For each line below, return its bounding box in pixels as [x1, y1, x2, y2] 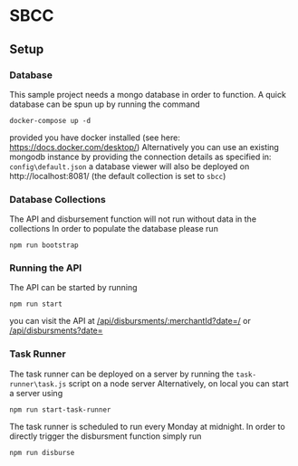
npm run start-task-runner [9, 404, 111, 414]
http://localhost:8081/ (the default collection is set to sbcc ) [9, 170, 226, 181]
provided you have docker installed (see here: [9, 132, 181, 143]
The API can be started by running [9, 282, 138, 293]
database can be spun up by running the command [9, 99, 201, 109]
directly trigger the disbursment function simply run [9, 431, 202, 442]
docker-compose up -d [9, 116, 91, 125]
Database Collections [9, 193, 106, 205]
